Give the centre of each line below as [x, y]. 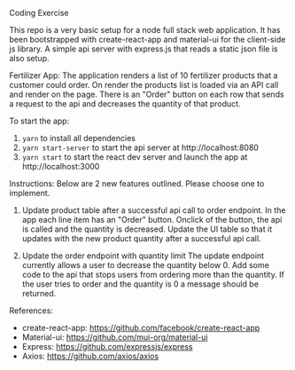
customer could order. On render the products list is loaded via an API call [144, 85]
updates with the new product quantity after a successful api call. [141, 238]
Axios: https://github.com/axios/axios [90, 356]
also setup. [29, 58]
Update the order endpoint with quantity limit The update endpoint [143, 256]
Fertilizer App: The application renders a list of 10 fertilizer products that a [144, 75]
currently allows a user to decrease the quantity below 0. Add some [146, 265]
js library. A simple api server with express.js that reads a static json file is [144, 49]
